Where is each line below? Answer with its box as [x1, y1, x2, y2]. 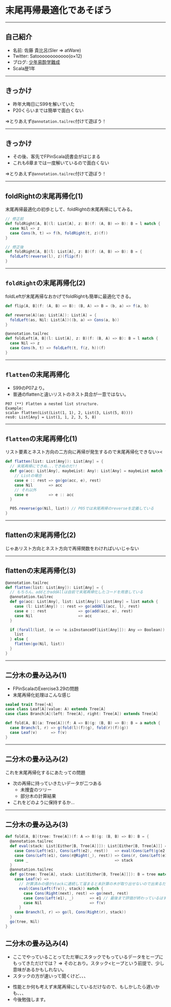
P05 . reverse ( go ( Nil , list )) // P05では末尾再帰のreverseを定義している [10, 506, 154, 511]
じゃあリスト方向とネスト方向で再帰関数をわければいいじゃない [5, 545, 139, 551]
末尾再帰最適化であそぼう [5, 5, 112, 16]
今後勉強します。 [12, 996, 48, 1002]
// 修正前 [5, 217, 24, 222]
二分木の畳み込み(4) [5, 939, 69, 948]
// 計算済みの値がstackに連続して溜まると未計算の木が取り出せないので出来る [18, 881, 162, 886]
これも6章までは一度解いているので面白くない [12, 160, 109, 166]
